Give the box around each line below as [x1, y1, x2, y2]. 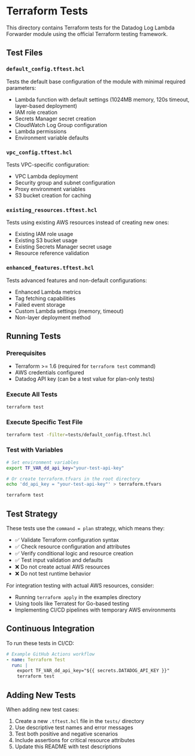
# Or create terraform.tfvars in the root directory [6, 476, 141, 482]
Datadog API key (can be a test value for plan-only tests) [14, 376, 155, 383]
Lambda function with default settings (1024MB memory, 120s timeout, [14, 96, 190, 103]
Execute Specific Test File [6, 418, 83, 427]
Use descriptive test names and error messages [14, 724, 133, 731]
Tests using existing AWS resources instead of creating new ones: [6, 219, 169, 226]
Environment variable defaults [14, 134, 89, 141]
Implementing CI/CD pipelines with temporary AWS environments [14, 606, 176, 613]
